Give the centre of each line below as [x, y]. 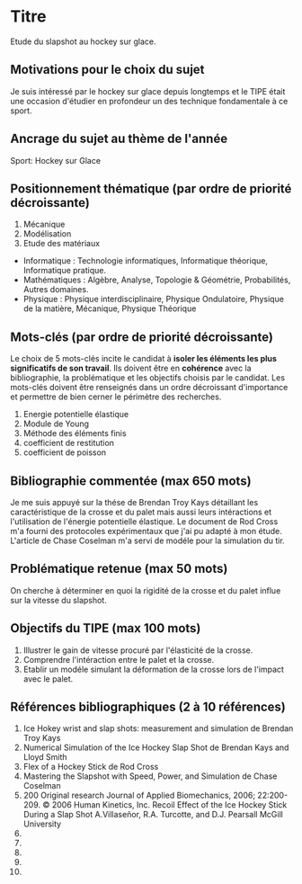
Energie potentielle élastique [76, 415]
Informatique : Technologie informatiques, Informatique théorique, [146, 261]
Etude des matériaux [62, 244]
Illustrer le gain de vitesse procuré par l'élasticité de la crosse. [138, 650]
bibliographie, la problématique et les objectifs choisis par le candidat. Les [148, 378]
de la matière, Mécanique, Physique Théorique [110, 308]
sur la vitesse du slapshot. [58, 600]
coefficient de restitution [69, 443]
